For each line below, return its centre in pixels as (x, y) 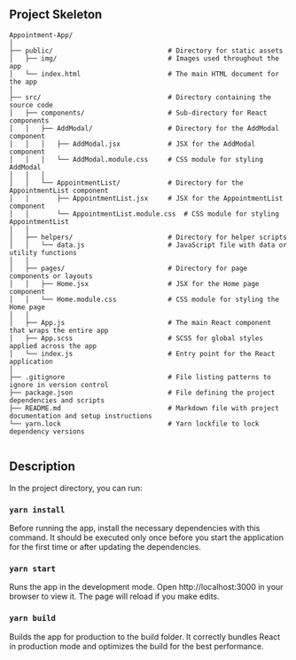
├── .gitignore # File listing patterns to (140, 377)
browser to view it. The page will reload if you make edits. (114, 596)
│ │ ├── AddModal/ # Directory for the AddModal (144, 128)
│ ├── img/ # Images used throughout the (144, 58)
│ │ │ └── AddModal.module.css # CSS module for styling (136, 159)
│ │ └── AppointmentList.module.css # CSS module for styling (144, 214)
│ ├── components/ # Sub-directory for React (138, 113)
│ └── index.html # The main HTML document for (144, 74)
